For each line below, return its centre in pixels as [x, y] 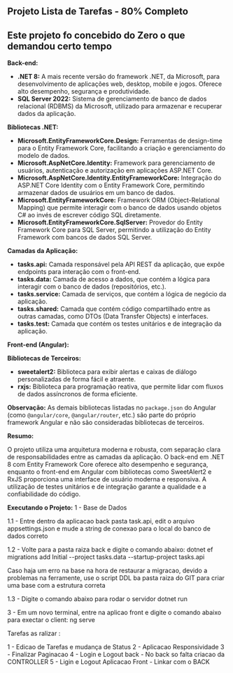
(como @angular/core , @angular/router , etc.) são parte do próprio [101, 415]
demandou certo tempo [59, 46]
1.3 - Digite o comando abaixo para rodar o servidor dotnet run [97, 599]
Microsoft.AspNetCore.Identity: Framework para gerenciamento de [116, 163]
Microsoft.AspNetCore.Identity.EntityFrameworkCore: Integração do [119, 178]
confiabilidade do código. [44, 494]
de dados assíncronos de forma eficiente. [77, 394]
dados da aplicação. [47, 114]
